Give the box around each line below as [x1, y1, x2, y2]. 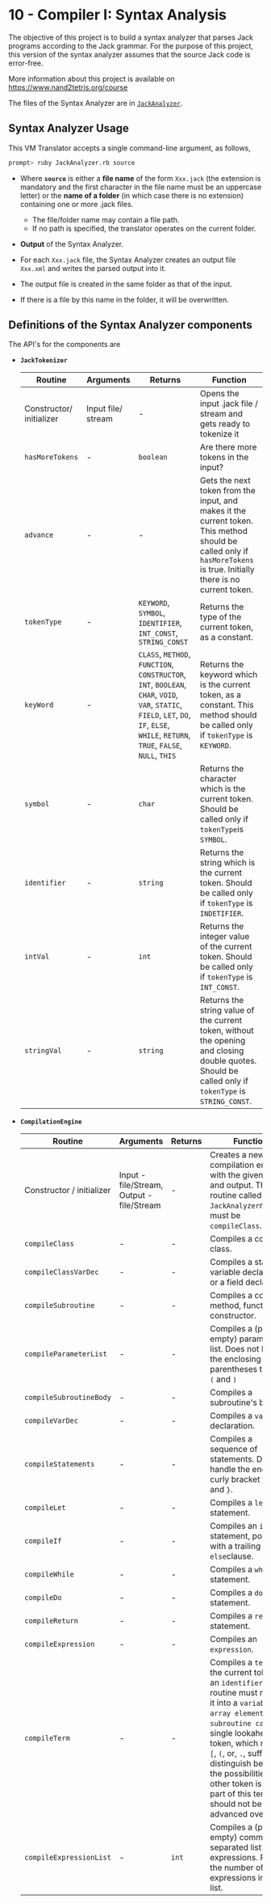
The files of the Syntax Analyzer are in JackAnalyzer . [8, 98, 183, 108]
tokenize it [200, 429, 240, 440]
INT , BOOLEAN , [138, 679, 187, 691]
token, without [200, 1025, 254, 1036]
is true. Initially [200, 564, 255, 575]
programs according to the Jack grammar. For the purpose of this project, [8, 40, 254, 50]
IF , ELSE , [138, 720, 171, 731]
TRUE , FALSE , [138, 740, 183, 751]
